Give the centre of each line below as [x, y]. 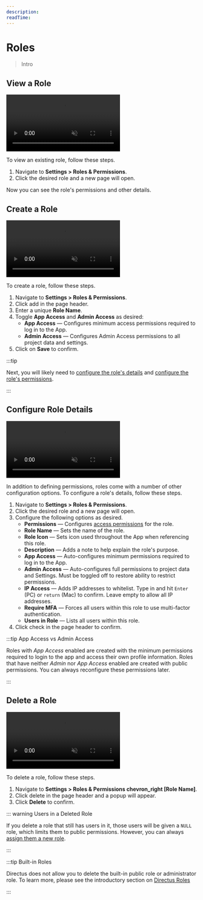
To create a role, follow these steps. [51, 286]
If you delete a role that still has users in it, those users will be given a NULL [99, 825]
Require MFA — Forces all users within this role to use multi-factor [107, 607]
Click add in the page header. [52, 304]
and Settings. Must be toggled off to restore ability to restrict [100, 575]
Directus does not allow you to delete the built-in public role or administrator [101, 873]
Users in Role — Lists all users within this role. [82, 620]
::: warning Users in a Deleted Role [49, 813]
